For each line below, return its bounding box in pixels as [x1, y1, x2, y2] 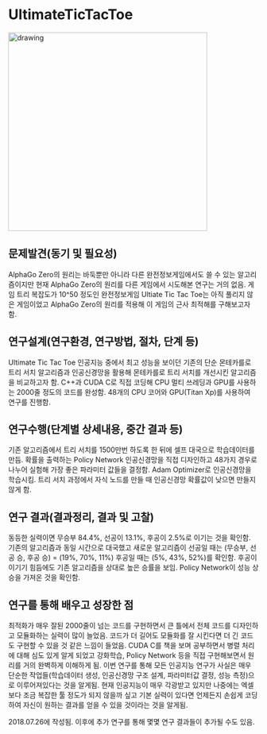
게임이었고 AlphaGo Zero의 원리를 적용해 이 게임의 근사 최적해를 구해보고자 [16, 299, 251, 309]
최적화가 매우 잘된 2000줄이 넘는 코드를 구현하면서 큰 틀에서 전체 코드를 [8, 621, 231, 630]
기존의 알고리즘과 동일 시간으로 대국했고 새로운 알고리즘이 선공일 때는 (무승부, [8, 543, 249, 553]
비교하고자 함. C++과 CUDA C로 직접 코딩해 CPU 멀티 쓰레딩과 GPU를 [16, 377, 236, 387]
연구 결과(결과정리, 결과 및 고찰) [8, 510, 155, 523]
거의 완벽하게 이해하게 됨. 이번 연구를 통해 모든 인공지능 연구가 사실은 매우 [22, 661, 252, 670]
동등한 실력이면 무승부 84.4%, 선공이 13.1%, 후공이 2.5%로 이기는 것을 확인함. [8, 533, 252, 543]
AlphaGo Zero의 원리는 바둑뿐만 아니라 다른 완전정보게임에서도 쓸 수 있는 [8, 269, 236, 279]
